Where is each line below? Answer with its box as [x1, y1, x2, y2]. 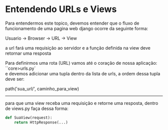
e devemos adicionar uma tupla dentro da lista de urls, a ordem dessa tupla [5, 70, 160, 76]
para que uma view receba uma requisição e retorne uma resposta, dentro [5, 100, 158, 106]
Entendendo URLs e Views [5, 4, 117, 15]
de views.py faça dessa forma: [5, 105, 68, 111]
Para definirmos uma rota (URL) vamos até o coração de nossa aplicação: [5, 60, 157, 66]
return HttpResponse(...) [14, 119, 68, 125]
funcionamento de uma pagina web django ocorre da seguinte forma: [5, 25, 148, 31]
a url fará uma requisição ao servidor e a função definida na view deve [5, 45, 151, 51]
